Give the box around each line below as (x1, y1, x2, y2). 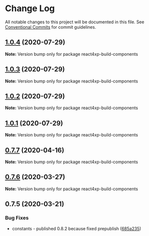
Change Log (5, 3, 55, 14)
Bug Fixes (5, 215, 29, 221)
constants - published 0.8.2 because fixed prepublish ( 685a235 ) (12, 225, 142, 231)
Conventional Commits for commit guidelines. (5, 24, 96, 30)
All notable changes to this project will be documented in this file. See (5, 19, 145, 25)
